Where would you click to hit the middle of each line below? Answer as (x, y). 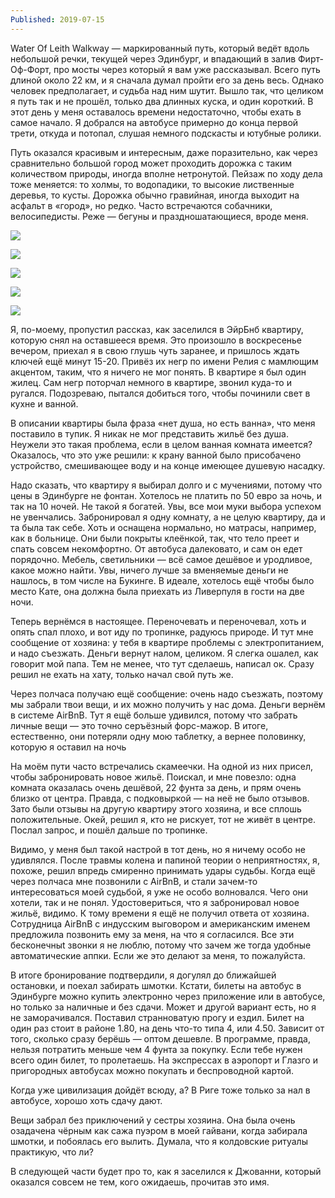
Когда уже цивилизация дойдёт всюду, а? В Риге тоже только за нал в (160, 1090)
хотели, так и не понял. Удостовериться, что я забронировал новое (155, 902)
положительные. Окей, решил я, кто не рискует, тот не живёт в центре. (163, 819)
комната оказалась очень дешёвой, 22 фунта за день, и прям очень (156, 787)
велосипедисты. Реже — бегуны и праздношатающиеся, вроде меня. (159, 216)
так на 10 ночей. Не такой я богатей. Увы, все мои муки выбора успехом (166, 506)
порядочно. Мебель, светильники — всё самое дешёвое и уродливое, (161, 559)
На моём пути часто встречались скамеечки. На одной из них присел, (162, 766)
